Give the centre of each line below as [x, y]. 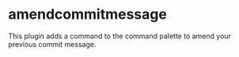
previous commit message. [52, 44]
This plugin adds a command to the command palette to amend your [120, 36]
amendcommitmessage [88, 14]
